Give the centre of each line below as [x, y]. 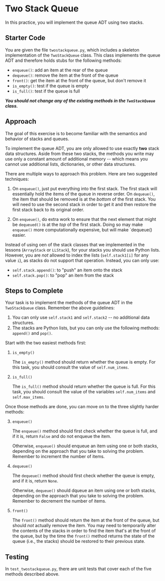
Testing [17, 557]
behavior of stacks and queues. [37, 139]
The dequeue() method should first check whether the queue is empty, [83, 475]
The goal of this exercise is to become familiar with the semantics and [76, 133]
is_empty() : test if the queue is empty [50, 86]
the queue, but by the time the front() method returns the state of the [83, 536]
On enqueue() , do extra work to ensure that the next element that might [84, 219]
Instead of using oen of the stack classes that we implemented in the [75, 244]
